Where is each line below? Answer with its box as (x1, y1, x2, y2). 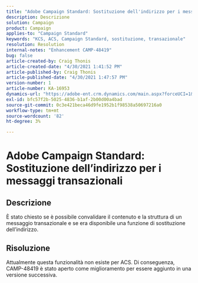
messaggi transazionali (6, 174, 123, 188)
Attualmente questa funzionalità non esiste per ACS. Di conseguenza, (6, 258, 175, 266)
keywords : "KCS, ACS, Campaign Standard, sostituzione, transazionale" (6, 36, 186, 42)
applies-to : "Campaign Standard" (6, 31, 88, 37)
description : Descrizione (6, 14, 70, 20)
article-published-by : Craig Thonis (6, 69, 96, 75)
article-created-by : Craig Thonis (6, 58, 91, 64)
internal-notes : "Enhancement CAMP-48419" (6, 47, 112, 53)
